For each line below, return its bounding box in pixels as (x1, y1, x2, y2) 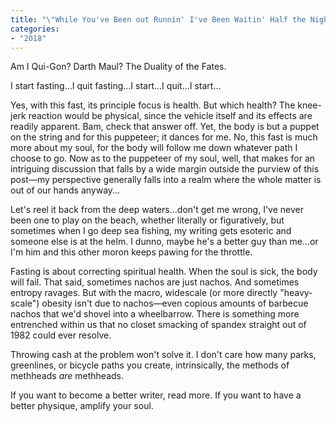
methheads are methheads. (10, 370, 124, 382)
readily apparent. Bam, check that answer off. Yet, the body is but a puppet (10, 121, 320, 133)
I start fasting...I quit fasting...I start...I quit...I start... (10, 80, 222, 92)
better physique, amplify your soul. (10, 400, 154, 412)
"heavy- (279, 287, 313, 299)
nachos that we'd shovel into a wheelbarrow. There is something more (10, 308, 300, 320)
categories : (10, 24, 60, 34)
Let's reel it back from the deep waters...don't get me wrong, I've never (10, 204, 304, 216)
